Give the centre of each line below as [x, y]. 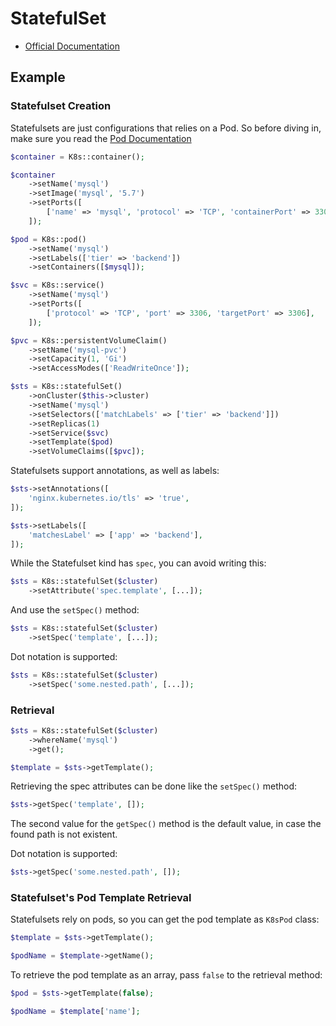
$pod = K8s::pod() [48, 239]
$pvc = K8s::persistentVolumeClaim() [89, 340]
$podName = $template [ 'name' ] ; [75, 1012]
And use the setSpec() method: [75, 610]
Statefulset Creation [61, 106]
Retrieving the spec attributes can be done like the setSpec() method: [154, 786]
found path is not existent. [64, 834]
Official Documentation [72, 46]
